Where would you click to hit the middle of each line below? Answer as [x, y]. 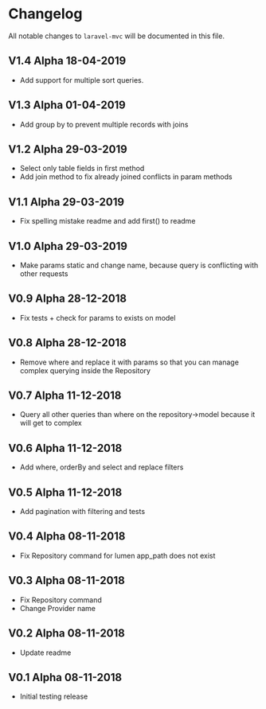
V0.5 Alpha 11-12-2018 [65, 492]
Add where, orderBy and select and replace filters [102, 467]
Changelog [45, 14]
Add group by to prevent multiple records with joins [104, 124]
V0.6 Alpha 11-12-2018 [65, 448]
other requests [44, 274]
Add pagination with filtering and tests [82, 512]
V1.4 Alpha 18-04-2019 [67, 61]
